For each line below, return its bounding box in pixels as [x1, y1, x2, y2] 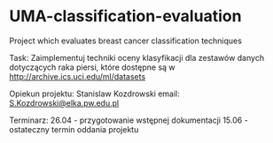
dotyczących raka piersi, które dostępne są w [9, 62, 175, 72]
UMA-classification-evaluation [9, 6, 242, 26]
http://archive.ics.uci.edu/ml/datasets [9, 71, 146, 81]
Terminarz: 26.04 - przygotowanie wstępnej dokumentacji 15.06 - [9, 115, 248, 125]
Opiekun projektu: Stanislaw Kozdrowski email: [9, 88, 180, 99]
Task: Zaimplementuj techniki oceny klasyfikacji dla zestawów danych [9, 52, 264, 63]
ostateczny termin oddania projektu [9, 124, 139, 134]
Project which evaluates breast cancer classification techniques [9, 35, 242, 46]
